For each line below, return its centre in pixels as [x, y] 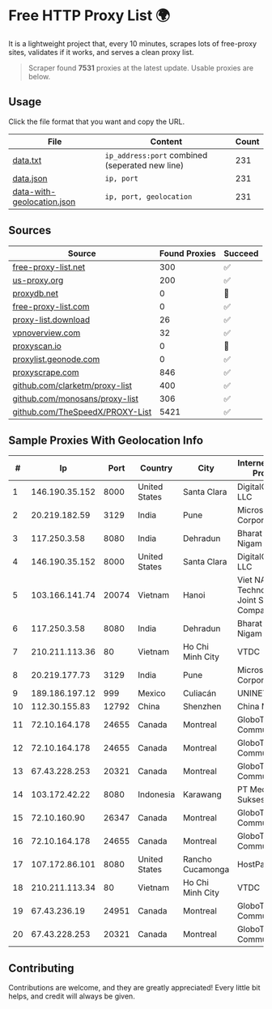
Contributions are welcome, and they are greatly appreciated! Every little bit [134, 988]
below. [39, 76]
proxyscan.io [37, 346]
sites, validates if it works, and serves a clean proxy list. [101, 52]
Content [166, 141]
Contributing [41, 968]
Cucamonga [206, 870]
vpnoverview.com [47, 333]
